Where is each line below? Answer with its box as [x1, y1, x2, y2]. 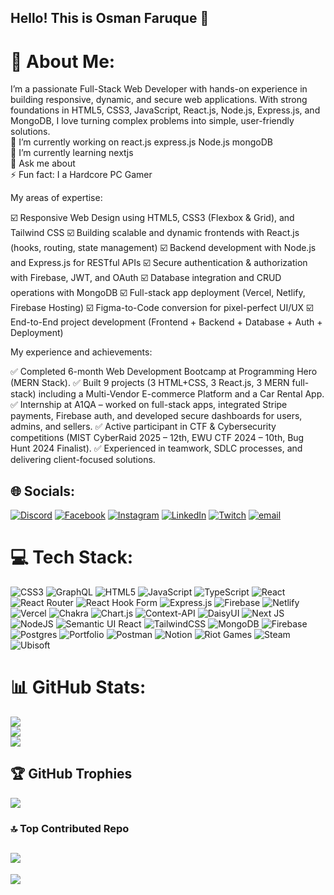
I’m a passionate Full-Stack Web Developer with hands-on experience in [10, 83, 308, 95]
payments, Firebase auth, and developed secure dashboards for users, [10, 410, 303, 422]
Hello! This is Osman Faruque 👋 [10, 10, 210, 27]
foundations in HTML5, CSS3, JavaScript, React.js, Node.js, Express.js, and [10, 104, 321, 116]
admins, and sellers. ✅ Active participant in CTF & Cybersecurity [10, 421, 277, 433]
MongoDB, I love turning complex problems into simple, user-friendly [10, 115, 295, 127]
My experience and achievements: [10, 346, 153, 358]
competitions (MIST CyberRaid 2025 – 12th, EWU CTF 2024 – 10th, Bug [10, 432, 305, 444]
